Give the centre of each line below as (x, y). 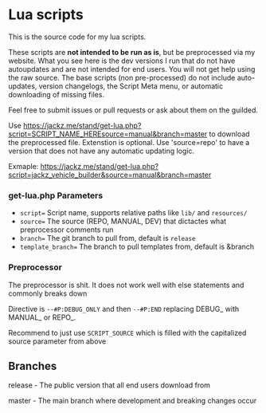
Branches (33, 366)
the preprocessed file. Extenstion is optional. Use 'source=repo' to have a (129, 142)
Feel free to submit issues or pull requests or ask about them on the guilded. (133, 110)
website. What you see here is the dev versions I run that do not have (122, 61)
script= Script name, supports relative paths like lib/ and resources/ (133, 213)
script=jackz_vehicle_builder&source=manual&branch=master (110, 175)
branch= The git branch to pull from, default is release (108, 238)
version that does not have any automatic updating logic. (102, 151)
